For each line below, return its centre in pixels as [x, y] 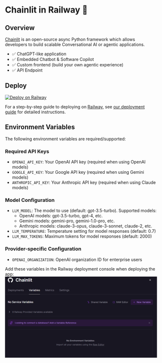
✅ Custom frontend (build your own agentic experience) [68, 65]
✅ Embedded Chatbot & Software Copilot [53, 59]
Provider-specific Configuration [43, 249]
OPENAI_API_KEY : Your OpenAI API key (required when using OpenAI [79, 162]
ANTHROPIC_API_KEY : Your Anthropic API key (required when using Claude [84, 182]
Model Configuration [30, 200]
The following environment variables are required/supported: [66, 139]
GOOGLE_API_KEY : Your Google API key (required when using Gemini [78, 172]
